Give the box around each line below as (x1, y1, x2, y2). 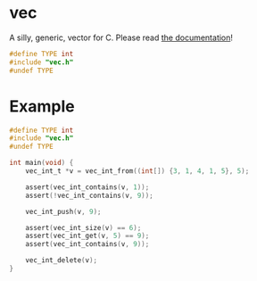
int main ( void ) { (9, 159, 74, 168)
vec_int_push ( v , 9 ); (25, 207, 102, 216)
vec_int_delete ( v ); (25, 256, 98, 265)
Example (9, 96, 75, 116)
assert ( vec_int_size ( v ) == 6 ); (25, 223, 142, 232)
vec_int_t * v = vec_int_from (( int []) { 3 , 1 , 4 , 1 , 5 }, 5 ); (25, 167, 250, 176)
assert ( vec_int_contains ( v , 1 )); (25, 182, 150, 192)
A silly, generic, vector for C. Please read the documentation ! (9, 32, 234, 43)
